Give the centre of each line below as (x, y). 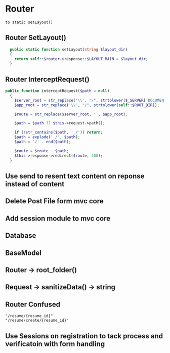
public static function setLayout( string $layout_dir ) (69, 49)
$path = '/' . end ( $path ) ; (43, 142)
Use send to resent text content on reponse (75, 176)
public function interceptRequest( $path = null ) (57, 91)
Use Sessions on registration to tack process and (84, 336)
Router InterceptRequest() (48, 79)
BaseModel (24, 253)
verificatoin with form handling (55, 344)
